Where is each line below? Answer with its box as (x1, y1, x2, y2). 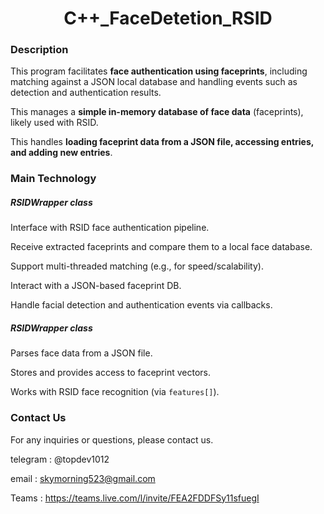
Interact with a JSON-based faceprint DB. (10, 280, 182, 292)
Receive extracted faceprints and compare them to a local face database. (10, 241, 313, 253)
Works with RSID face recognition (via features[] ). (10, 386, 220, 398)
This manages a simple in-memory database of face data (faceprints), (10, 106, 304, 118)
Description (10, 43, 69, 57)
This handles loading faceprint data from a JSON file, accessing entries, (10, 136, 314, 148)
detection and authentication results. (10, 87, 162, 99)
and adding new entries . (10, 147, 113, 159)
